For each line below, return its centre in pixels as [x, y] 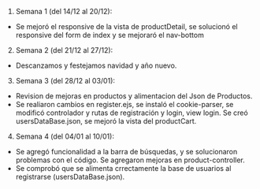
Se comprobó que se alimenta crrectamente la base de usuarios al [123, 168]
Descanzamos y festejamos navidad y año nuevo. [96, 65]
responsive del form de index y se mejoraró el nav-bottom [110, 35]
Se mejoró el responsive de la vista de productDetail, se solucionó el [126, 26]
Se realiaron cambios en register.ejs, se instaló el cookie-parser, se [124, 104]
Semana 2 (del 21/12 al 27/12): [64, 50]
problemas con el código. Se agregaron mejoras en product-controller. [130, 160]
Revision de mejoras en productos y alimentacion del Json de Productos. [134, 96]
